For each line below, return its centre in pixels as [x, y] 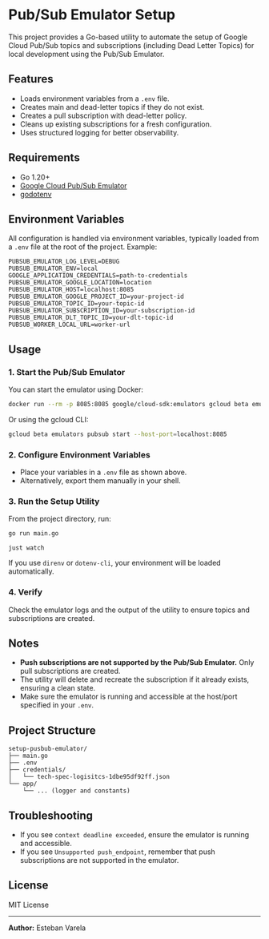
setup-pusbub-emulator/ [48, 749]
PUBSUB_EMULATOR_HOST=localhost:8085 [71, 290]
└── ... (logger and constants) [76, 791]
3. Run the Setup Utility [54, 502]
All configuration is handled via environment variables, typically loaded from [134, 239]
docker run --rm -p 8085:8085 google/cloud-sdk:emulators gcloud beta [128, 405]
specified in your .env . [57, 705]
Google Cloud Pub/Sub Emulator [73, 185]
